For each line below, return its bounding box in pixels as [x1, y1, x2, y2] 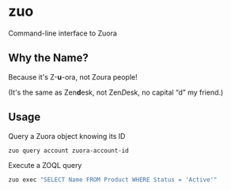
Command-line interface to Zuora [8, 28, 117, 38]
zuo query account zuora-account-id [8, 147, 129, 155]
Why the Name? [8, 51, 89, 65]
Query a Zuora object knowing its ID [8, 131, 126, 140]
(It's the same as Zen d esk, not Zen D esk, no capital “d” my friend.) [8, 88, 224, 97]
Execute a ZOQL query [8, 161, 82, 170]
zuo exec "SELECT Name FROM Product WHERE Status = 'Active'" [8, 176, 218, 184]
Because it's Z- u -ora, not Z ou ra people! [8, 72, 138, 81]
